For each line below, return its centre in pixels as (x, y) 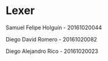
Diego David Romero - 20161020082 (52, 39)
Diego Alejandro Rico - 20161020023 (52, 51)
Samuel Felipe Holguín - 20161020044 (54, 27)
